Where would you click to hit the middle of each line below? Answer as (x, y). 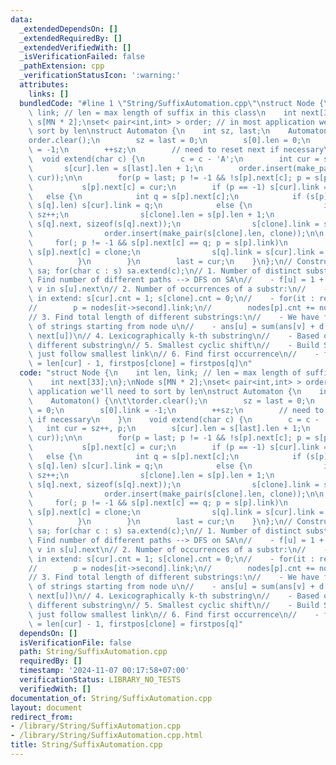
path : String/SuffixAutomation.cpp (93, 652)
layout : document (46, 707)
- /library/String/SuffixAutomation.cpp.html (106, 736)
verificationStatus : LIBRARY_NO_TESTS (100, 680)
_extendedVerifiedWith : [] (75, 47)
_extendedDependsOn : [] (68, 29)
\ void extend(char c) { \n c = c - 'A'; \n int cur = (174, 159)
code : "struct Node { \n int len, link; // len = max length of (160, 373)
